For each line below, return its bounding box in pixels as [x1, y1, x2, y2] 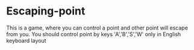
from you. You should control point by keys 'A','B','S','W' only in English [6, 30, 181, 37]
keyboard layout [6, 37, 46, 44]
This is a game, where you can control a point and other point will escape [6, 24, 189, 31]
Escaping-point [6, 4, 86, 18]
